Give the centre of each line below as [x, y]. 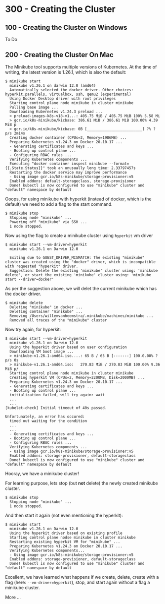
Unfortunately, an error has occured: [45, 417]
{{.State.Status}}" [25, 168]
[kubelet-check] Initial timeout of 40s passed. [56, 408]
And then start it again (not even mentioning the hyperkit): [64, 515]
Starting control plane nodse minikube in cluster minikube [73, 537]
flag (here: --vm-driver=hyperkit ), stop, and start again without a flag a [78, 582]
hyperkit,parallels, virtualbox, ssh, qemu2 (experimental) [68, 94]
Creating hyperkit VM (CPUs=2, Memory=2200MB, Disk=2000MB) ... [77, 377]
